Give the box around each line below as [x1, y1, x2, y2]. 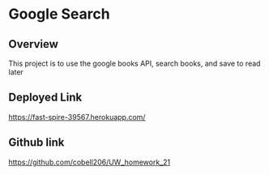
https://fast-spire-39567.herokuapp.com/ [8, 112, 146, 122]
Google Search [8, 5, 111, 23]
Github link [8, 135, 65, 150]
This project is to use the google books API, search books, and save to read [8, 58, 261, 68]
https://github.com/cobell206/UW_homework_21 [8, 157, 171, 167]
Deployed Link [8, 91, 83, 105]
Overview [8, 37, 59, 51]
